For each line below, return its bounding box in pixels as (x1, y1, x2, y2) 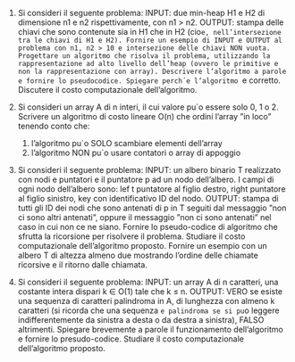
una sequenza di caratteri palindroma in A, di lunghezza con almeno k (17, 296, 275, 306)
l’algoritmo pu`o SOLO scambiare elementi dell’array (30, 138, 223, 148)
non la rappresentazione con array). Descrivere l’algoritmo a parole (17, 67, 287, 76)
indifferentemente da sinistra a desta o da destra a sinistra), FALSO (17, 315, 265, 325)
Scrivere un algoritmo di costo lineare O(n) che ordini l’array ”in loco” (17, 111, 272, 121)
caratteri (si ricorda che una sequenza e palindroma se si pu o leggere (17, 305, 280, 316)
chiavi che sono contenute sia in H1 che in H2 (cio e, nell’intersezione (17, 27, 282, 37)
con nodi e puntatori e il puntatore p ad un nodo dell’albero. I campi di (17, 174, 274, 185)
